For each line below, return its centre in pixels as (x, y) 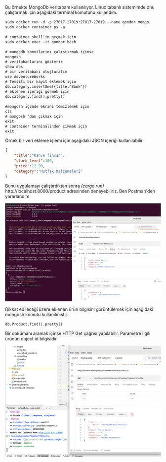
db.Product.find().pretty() (34, 324)
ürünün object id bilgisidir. (32, 338)
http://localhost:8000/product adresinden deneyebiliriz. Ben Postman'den (80, 191)
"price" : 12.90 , (30, 166)
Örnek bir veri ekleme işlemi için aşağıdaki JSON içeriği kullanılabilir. (75, 140)
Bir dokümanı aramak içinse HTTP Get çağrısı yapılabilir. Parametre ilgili (78, 333)
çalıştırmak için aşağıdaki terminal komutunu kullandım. (61, 12)
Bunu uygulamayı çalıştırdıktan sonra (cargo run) (55, 186)
